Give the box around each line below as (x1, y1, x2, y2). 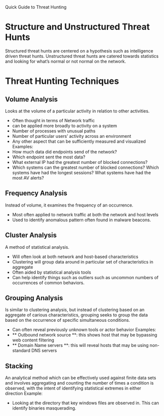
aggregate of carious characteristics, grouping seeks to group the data (5, 312, 148, 318)
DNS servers (31, 348, 57, 354)
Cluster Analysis (5, 231, 57, 239)
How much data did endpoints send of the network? (12, 149, 117, 155)
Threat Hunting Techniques (5, 76, 119, 87)
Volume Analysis (5, 95, 58, 104)
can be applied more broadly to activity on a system (12, 123, 117, 129)
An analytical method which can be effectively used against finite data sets (5, 375, 157, 381)
